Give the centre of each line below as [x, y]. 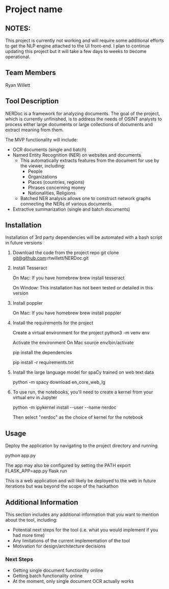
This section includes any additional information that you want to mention [82, 514]
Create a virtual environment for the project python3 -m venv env [81, 333]
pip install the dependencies [42, 353]
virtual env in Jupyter [35, 398]
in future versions [24, 243]
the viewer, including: [43, 166]
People [35, 171]
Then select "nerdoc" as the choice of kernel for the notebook [78, 418]
